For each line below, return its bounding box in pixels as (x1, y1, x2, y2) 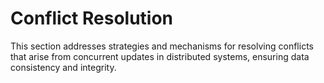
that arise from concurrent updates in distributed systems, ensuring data (10, 50, 310, 62)
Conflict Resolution (10, 7, 174, 30)
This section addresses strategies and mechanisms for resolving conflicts (10, 40, 314, 52)
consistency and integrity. (10, 61, 117, 73)
